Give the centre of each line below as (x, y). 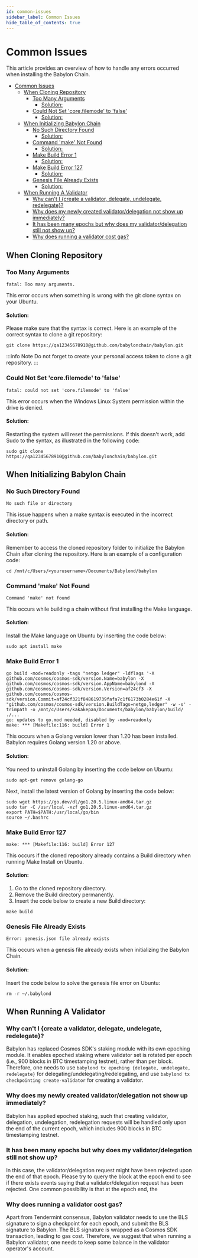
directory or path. (27, 521)
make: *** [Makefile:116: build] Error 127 (61, 844)
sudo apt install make (34, 647)
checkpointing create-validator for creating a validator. (75, 1080)
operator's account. (30, 1249)
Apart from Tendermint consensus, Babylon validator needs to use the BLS (97, 1217)
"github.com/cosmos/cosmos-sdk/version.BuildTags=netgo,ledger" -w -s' (96, 705)
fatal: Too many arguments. (41, 284)
